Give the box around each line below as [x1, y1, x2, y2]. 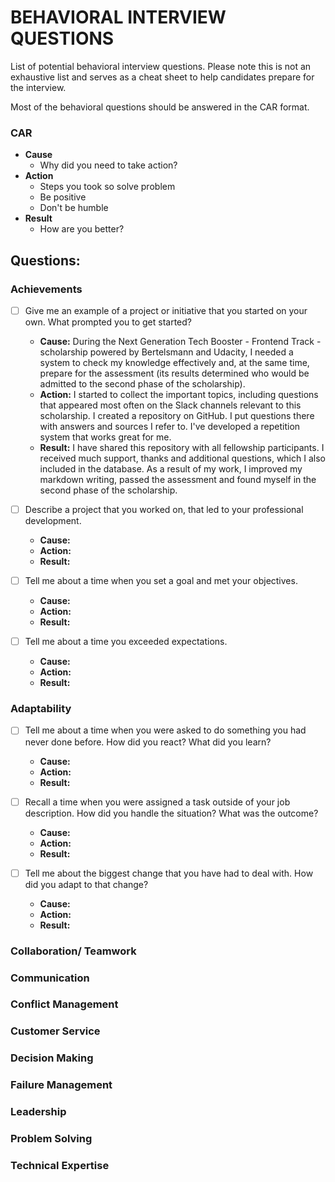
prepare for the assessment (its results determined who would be [39, 367, 310, 379]
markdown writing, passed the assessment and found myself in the [39, 473, 317, 485]
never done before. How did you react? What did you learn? [24, 736, 272, 748]
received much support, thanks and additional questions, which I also [39, 452, 326, 464]
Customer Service [10, 1024, 101, 1038]
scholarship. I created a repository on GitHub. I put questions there [39, 409, 315, 421]
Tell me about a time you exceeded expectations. [24, 636, 228, 648]
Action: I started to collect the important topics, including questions [39, 388, 319, 400]
